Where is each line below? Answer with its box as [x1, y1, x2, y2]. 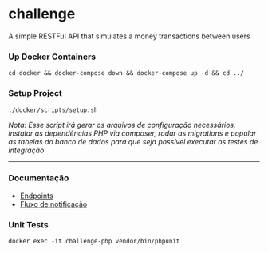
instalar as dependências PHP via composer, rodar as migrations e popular [8, 128, 257, 138]
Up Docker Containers [8, 51, 97, 62]
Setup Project [8, 88, 62, 99]
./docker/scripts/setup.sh [8, 105, 98, 114]
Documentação [8, 172, 69, 184]
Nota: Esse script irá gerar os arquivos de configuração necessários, [8, 120, 236, 129]
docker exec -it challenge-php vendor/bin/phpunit [8, 237, 180, 246]
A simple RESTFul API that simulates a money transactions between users [8, 31, 250, 41]
